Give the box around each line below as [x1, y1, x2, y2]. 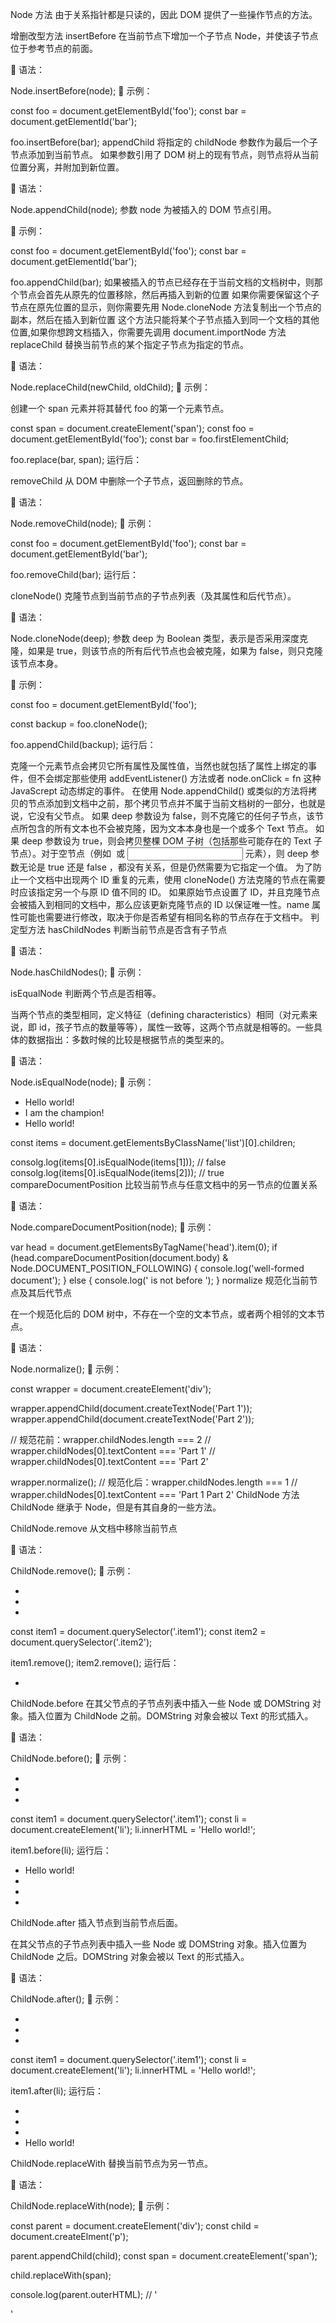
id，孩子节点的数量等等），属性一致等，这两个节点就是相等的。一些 [38, 1021, 314, 1033]
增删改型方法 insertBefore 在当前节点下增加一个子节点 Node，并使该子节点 [10, 30, 319, 42]
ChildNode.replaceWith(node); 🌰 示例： [10, 2200, 173, 2212]
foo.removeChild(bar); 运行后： [10, 569, 140, 580]
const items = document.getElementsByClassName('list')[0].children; [10, 1137, 296, 1148]
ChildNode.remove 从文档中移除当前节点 [10, 1523, 178, 1534]
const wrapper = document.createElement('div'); [10, 1383, 212, 1395]
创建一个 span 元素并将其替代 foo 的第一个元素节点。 [10, 403, 230, 414]
